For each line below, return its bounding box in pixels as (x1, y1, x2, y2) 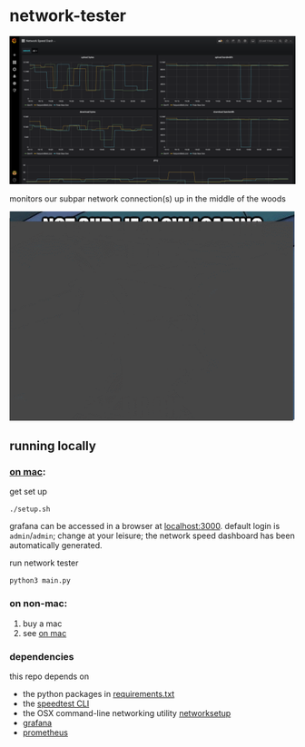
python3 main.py (9, 576, 71, 585)
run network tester (9, 557, 79, 568)
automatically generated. (9, 540, 103, 551)
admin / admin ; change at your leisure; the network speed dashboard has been (9, 530, 295, 541)
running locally (9, 438, 97, 454)
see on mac (22, 627, 67, 638)
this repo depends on (9, 671, 89, 682)
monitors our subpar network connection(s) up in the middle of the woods (9, 192, 286, 204)
